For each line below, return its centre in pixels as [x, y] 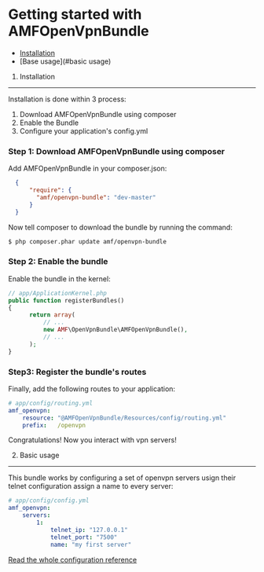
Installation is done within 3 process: [68, 99]
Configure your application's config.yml [84, 130]
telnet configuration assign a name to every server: [91, 486]
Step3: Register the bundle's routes [77, 372]
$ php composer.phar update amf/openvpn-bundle [88, 241]
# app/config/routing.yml [50, 403]
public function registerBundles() [66, 300]
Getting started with [75, 15]
